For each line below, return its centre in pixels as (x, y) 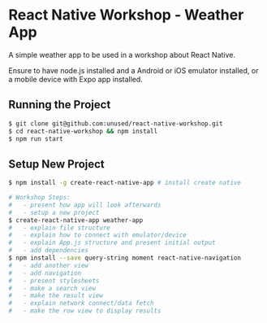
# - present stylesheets (54, 281)
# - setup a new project (54, 212)
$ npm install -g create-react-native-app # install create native (125, 183)
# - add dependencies (49, 251)
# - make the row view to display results (85, 311)
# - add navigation (45, 273)
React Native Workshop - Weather (126, 15)
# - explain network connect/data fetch (81, 303)
